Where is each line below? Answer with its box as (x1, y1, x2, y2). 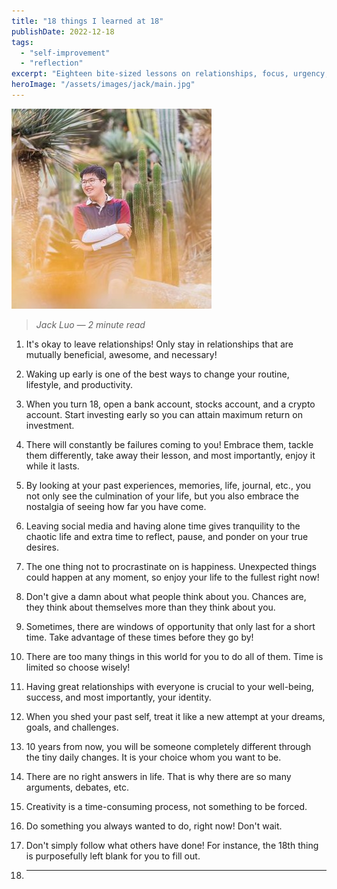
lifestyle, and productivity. (25, 378, 134, 390)
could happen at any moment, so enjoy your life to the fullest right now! (25, 571, 320, 583)
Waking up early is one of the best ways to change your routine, (25, 368, 290, 380)
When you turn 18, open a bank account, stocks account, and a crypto (25, 398, 316, 410)
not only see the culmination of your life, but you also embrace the (25, 490, 300, 502)
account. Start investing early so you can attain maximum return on (25, 408, 303, 420)
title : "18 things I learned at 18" (11, 16, 164, 26)
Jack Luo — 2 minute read (35, 318, 146, 330)
